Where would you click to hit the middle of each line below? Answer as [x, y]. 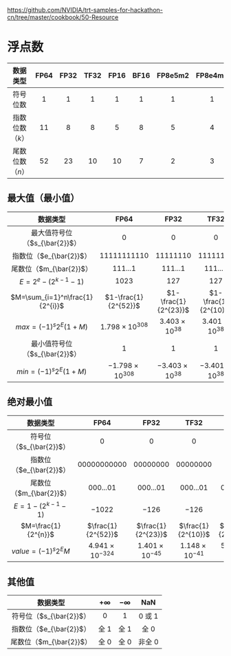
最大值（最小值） [43, 198]
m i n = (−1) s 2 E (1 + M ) [52, 371]
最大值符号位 [52, 232]
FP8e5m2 [173, 75]
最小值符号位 [52, 344]
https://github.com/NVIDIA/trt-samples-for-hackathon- [85, 10]
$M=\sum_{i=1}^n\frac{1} [52, 297]
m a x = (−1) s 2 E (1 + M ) [52, 327]
